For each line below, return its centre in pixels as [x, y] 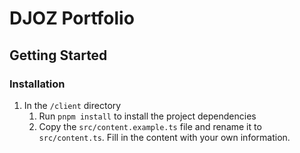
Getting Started [58, 55]
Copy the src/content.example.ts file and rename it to [150, 126]
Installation [37, 84]
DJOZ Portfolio [72, 18]
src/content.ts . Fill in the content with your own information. [164, 137]
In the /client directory [72, 105]
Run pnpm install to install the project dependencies [147, 116]
